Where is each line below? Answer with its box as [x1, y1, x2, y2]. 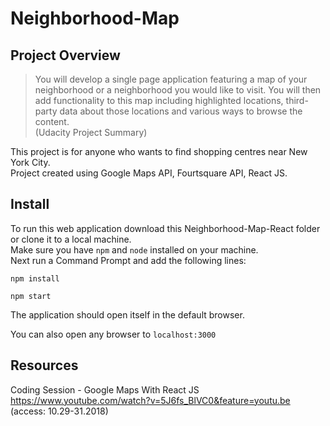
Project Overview [10, 47, 121, 64]
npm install [10, 273, 60, 284]
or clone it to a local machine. [10, 233, 132, 245]
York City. [10, 157, 51, 168]
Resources [10, 357, 79, 374]
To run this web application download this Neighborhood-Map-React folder [10, 222, 321, 234]
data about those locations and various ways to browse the [59, 105, 303, 117]
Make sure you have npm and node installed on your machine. [10, 243, 259, 256]
